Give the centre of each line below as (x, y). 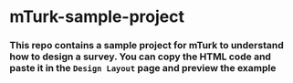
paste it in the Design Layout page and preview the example (143, 68)
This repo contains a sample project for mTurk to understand (147, 46)
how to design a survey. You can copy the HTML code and (141, 57)
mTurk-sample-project (97, 17)
